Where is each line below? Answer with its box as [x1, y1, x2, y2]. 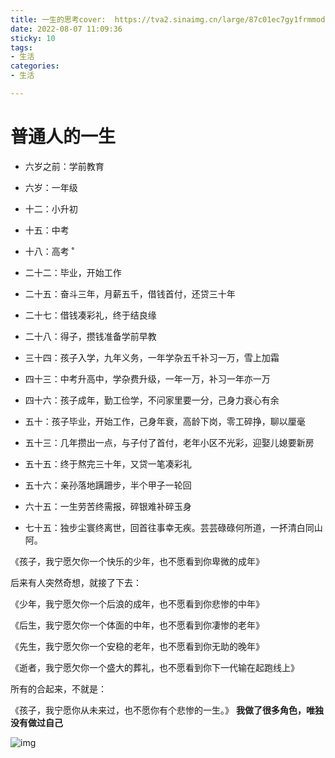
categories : [10, 61, 60, 71]
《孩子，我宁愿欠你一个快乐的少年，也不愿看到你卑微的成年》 [10, 555, 265, 567]
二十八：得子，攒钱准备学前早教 [24, 330, 157, 342]
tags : [10, 42, 33, 53]
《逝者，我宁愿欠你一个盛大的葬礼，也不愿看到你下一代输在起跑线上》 [10, 661, 300, 673]
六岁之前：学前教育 [24, 160, 105, 172]
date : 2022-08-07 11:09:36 [10, 24, 123, 34]
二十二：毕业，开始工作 [24, 266, 122, 278]
